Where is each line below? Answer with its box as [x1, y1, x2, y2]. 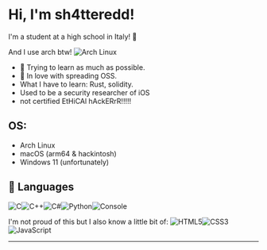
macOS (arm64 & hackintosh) [19, 148, 117, 158]
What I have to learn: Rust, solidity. [19, 79, 133, 89]
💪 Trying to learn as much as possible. [19, 62, 145, 72]
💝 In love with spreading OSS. [19, 71, 118, 80]
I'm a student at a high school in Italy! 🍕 [8, 32, 137, 41]
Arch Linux [19, 140, 56, 150]
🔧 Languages [8, 180, 74, 194]
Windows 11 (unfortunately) [19, 157, 110, 167]
